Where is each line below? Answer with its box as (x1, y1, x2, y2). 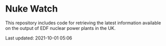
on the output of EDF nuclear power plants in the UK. (5, 25, 116, 31)
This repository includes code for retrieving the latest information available (5, 20, 161, 26)
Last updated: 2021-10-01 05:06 (5, 35, 73, 41)
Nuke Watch (5, 3, 58, 15)
